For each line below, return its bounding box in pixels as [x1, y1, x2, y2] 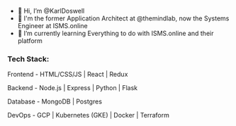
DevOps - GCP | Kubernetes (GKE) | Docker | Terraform [7, 111, 170, 120]
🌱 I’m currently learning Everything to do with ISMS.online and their [17, 29, 214, 37]
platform [17, 37, 43, 45]
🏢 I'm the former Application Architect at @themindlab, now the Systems [17, 14, 230, 23]
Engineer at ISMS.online [17, 22, 88, 30]
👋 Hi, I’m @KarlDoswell [17, 7, 85, 15]
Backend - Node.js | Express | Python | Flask [7, 84, 138, 92]
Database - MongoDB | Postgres [7, 97, 103, 106]
